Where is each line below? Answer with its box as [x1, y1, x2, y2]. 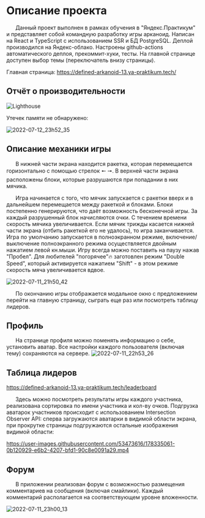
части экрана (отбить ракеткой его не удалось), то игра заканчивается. [6, 227, 195, 234]
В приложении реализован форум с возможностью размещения [15, 481, 185, 487]
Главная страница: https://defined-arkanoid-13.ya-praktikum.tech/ [6, 68, 176, 75]
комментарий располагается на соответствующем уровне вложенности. [6, 494, 199, 501]
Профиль [6, 320, 44, 331]
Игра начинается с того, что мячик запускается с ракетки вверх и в [15, 194, 194, 201]
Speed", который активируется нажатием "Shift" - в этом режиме [6, 260, 179, 267]
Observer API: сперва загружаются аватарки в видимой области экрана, [6, 415, 197, 422]
